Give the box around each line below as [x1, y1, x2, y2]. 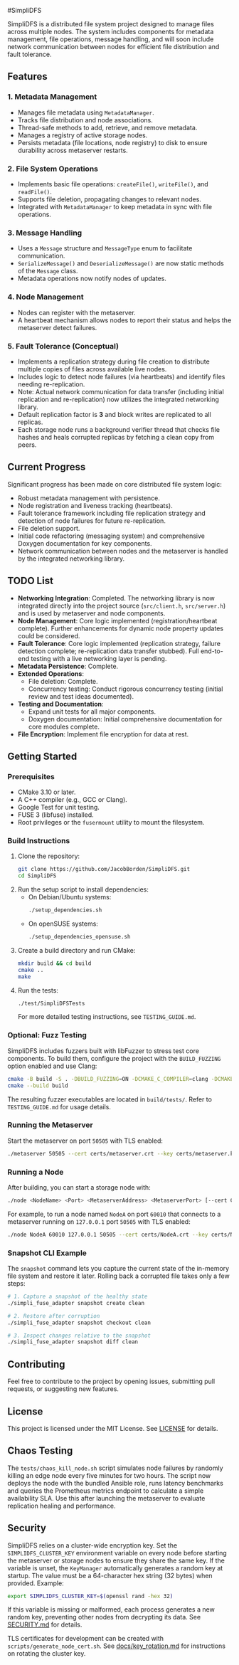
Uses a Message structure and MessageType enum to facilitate [17, 244, 193, 253]
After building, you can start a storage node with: [7, 1183, 151, 1191]
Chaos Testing [7, 1444, 73, 1457]
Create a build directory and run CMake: [17, 946, 136, 954]
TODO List [7, 575, 53, 587]
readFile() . [17, 187, 52, 196]
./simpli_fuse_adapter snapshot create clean [7, 1299, 144, 1306]
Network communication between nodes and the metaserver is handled [17, 546, 228, 555]
